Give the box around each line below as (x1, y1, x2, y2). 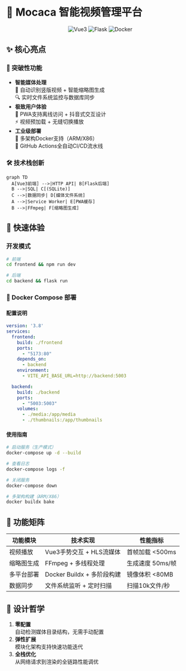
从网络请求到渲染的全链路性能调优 (14, 658, 99, 665)
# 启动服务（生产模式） (6, 444, 57, 450)
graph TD (6, 174, 28, 180)
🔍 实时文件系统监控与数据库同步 (14, 93, 95, 100)
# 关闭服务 (6, 477, 30, 483)
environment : (17, 367, 49, 374)
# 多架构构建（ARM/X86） (6, 493, 61, 499)
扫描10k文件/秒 (126, 581, 170, 590)
